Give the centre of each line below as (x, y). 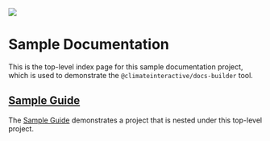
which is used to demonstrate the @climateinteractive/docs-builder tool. (131, 75)
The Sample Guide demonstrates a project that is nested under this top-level (135, 120)
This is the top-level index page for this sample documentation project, (126, 66)
